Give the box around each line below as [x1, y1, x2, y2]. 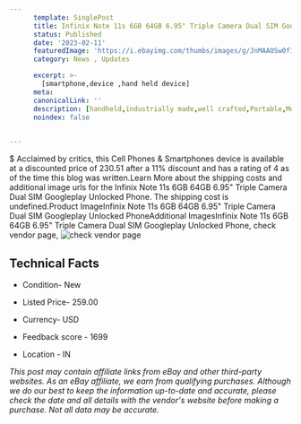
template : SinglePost [32, 13, 115, 22]
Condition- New [21, 279, 82, 290]
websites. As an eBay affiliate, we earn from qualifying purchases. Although [9, 376, 291, 386]
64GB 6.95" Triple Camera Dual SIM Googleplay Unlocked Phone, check [9, 221, 276, 231]
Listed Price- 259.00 [21, 297, 99, 307]
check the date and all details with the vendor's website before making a [9, 394, 279, 405]
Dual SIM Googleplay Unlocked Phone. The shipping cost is [9, 192, 229, 203]
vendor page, [9, 229, 59, 240]
